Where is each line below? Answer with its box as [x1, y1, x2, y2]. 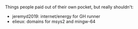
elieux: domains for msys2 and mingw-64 [12, 19, 96, 24]
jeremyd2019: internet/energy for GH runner [12, 14, 101, 19]
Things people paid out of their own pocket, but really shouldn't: [5, 4, 134, 10]
